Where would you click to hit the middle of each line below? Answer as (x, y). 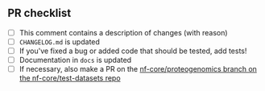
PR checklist (39, 13)
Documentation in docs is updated (75, 60)
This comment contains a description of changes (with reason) (123, 32)
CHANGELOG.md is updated (59, 41)
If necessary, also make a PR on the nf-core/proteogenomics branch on (138, 69)
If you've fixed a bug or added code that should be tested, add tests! (133, 51)
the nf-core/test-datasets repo (70, 78)
